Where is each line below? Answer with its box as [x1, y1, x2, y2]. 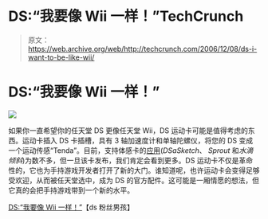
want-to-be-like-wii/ [27, 53, 95, 62]
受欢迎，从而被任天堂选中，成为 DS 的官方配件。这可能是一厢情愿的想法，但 [8, 175, 259, 185]
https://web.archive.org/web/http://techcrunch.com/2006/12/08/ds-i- [27, 44, 258, 53]
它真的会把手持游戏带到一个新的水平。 [8, 185, 134, 195]
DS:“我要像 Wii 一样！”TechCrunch [8, 7, 244, 25]
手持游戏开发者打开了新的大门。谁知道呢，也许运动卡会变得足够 [49, 165, 260, 175]
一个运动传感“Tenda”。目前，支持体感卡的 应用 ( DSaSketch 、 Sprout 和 [8, 145, 239, 155]
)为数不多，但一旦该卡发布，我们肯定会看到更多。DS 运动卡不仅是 [22, 155, 239, 165]
